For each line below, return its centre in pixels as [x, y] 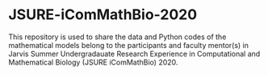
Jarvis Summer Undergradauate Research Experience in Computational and [134, 53]
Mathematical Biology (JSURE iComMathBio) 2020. [93, 62]
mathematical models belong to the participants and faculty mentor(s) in [128, 45]
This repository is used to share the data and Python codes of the [117, 37]
